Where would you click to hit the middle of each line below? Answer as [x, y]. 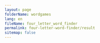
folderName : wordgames [28, 14]
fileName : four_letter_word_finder [41, 23]
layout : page [18, 10]
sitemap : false [20, 33]
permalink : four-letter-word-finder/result [50, 28]
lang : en [14, 19]
